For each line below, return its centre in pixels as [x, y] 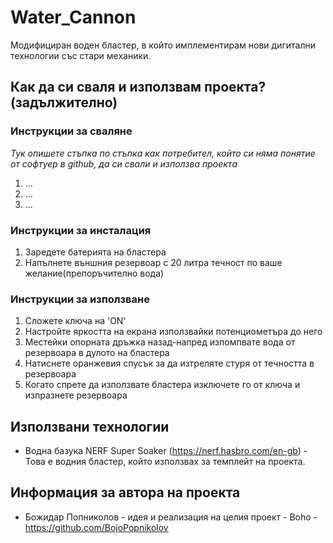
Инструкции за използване [80, 299]
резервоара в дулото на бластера [97, 353]
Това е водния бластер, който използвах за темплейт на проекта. [165, 462]
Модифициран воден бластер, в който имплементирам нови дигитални [163, 45]
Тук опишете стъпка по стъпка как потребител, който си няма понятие [163, 153]
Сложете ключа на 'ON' [75, 321]
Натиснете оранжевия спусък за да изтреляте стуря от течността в [169, 363]
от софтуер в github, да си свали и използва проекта [124, 163]
